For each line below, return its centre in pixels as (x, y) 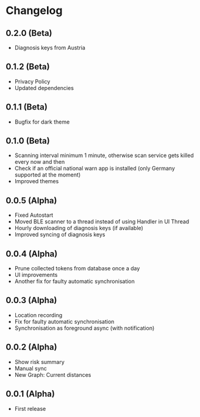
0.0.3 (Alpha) (31, 300)
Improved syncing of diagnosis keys (60, 234)
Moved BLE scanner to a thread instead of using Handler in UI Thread (102, 222)
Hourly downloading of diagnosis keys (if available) (79, 228)
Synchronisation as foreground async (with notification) (84, 328)
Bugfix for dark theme (42, 122)
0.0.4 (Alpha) (32, 254)
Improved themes (37, 181)
